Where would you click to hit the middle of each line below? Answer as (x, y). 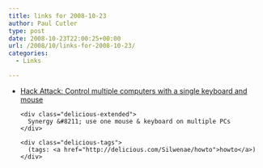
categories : (28, 53)
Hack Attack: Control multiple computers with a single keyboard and (134, 90)
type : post (27, 31)
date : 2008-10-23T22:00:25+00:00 (65, 38)
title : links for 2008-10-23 (57, 16)
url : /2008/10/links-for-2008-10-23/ (72, 46)
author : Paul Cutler (43, 23)
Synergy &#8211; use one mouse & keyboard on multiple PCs (129, 121)
